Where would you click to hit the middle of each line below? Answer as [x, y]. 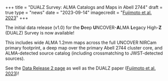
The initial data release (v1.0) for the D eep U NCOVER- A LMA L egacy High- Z [83, 27]
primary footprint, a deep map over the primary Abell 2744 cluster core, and [84, 48]
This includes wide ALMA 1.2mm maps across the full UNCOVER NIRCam [81, 42]
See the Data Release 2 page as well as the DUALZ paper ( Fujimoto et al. [80, 68]
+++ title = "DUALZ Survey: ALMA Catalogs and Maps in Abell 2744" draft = [84, 7]
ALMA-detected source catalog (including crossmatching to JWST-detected [84, 53]
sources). [15, 58]
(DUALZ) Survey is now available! [40, 33]
